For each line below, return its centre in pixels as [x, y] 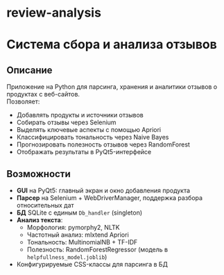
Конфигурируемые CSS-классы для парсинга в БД [92, 264]
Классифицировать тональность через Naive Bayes [93, 137]
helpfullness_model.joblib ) [67, 257]
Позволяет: [23, 101]
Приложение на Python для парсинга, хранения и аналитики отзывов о [112, 87]
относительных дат [45, 205]
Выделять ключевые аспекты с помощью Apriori [88, 130]
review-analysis [54, 13]
